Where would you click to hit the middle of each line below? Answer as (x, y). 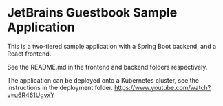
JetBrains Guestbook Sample (92, 13)
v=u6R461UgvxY (31, 95)
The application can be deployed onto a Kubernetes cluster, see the (103, 80)
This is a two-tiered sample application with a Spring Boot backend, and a (112, 46)
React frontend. (29, 54)
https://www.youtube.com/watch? (163, 87)
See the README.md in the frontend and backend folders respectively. (107, 67)
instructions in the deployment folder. (60, 87)
